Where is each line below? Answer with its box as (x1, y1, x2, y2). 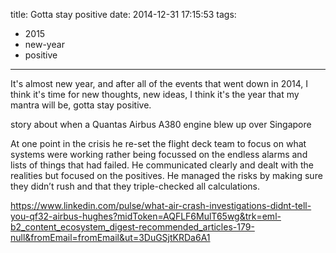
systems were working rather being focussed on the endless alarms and (10, 149, 308, 160)
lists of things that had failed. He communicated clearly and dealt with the (10, 159, 315, 171)
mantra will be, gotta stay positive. (10, 99, 152, 111)
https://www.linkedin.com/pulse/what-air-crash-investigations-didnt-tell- (10, 200, 312, 211)
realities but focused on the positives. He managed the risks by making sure (10, 170, 323, 181)
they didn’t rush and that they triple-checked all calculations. (10, 180, 261, 192)
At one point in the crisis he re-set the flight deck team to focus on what (10, 138, 307, 149)
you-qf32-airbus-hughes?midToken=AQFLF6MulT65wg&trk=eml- (10, 210, 282, 222)
